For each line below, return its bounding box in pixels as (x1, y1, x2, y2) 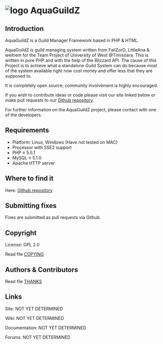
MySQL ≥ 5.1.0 (12, 155, 42, 160)
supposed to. (5, 73, 32, 79)
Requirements (5, 126, 49, 134)
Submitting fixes (5, 202, 57, 210)
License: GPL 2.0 (5, 242, 40, 248)
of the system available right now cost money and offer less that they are (5, 68, 153, 74)
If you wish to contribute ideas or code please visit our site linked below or (5, 92, 156, 98)
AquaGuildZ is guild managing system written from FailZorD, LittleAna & (5, 47, 150, 53)
